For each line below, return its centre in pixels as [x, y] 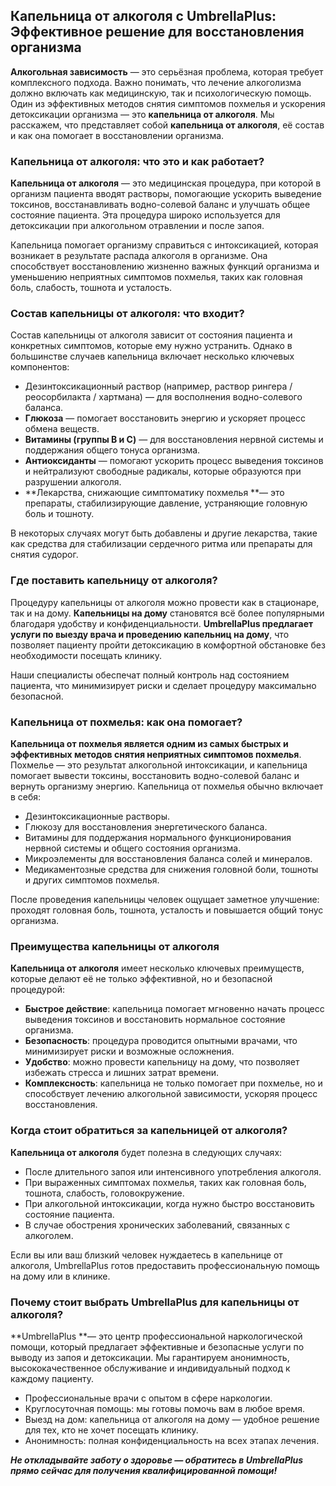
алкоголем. [49, 1235]
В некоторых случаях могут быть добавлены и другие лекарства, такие [164, 533]
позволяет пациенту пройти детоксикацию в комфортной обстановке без [168, 645]
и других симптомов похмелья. [92, 880]
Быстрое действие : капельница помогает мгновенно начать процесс [174, 1009]
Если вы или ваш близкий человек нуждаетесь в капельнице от [146, 1255]
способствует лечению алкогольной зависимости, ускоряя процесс [171, 1094]
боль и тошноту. [59, 514]
